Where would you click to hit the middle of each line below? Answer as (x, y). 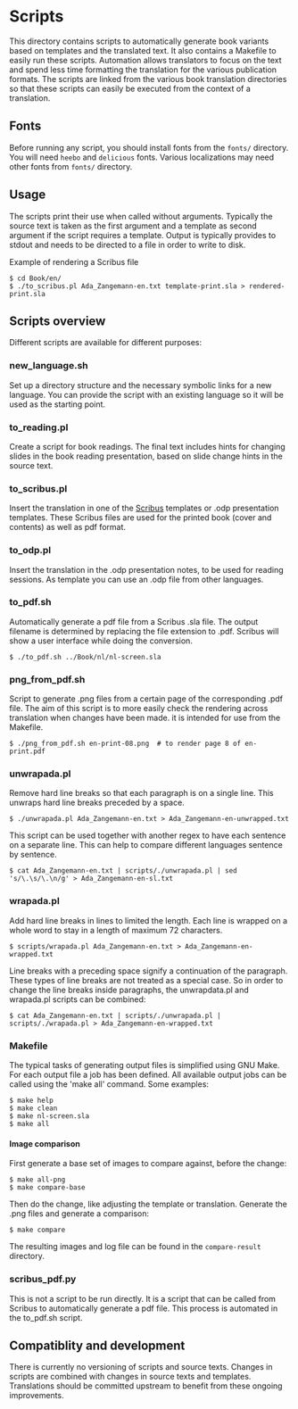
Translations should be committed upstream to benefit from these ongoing (146, 1386)
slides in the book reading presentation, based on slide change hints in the (146, 456)
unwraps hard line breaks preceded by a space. (97, 803)
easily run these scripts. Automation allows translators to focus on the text (146, 60)
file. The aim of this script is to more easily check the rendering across (139, 709)
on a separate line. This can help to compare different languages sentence (146, 845)
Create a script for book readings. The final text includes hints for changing (147, 446)
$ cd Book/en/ (36, 278)
